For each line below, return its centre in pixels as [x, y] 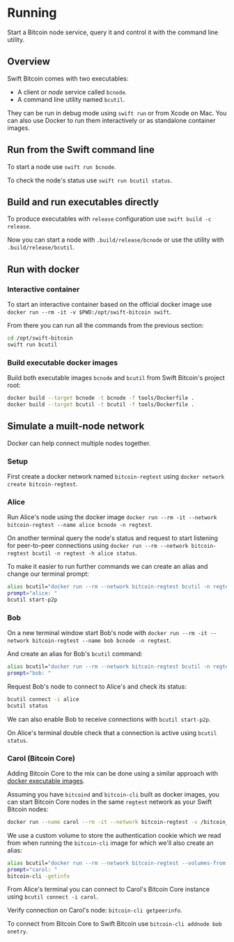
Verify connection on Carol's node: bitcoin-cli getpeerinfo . [95, 911]
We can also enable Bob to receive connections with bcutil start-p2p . [109, 719]
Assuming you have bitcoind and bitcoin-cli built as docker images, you [113, 794]
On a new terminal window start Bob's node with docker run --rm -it [107, 633]
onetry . [17, 932]
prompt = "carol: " [32, 869]
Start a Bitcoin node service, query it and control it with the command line [113, 32]
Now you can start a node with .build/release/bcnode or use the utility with [116, 240]
